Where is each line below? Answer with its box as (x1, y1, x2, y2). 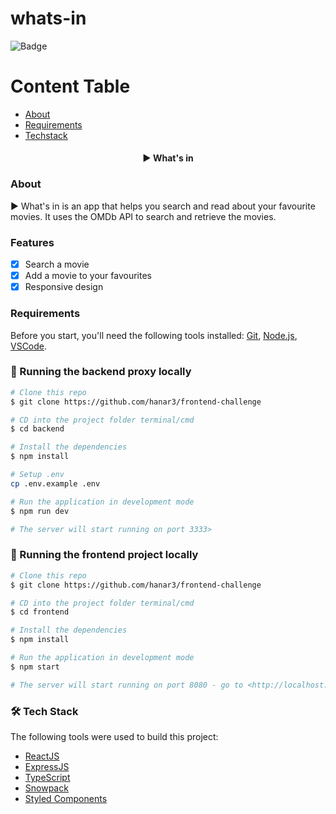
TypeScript (24, 771, 71, 783)
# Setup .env (10, 470, 65, 480)
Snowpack (24, 782, 69, 794)
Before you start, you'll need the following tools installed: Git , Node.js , (10, 329, 298, 341)
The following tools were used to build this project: (10, 730, 219, 742)
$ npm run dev (10, 506, 70, 516)
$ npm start (10, 662, 60, 672)
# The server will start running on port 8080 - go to (10, 680, 244, 690)
